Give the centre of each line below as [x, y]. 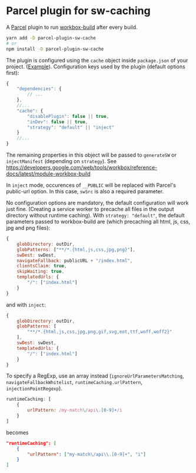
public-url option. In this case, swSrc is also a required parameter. [85, 191]
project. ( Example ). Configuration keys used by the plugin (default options [96, 67]
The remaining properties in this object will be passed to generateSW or [91, 155]
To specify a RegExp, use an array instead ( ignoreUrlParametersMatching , [95, 376]
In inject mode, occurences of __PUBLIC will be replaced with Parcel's [91, 185]
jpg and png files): [28, 228]
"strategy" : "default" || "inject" [71, 127]
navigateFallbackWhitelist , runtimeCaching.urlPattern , [74, 382]
